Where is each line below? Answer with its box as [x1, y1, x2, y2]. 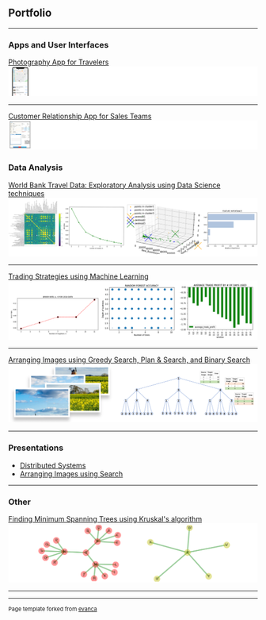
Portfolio [8, 6, 52, 20]
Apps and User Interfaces [8, 39, 109, 50]
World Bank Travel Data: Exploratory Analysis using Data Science [8, 180, 221, 190]
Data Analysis [8, 162, 63, 173]
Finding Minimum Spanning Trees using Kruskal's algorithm [8, 514, 203, 523]
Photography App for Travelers [8, 57, 109, 67]
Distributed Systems [19, 460, 86, 470]
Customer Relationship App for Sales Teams [8, 111, 152, 121]
